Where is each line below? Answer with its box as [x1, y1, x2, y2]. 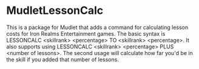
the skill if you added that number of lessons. [6, 56, 120, 63]
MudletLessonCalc [6, 4, 104, 18]
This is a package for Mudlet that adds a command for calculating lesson [6, 24, 189, 31]
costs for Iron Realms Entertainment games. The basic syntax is [6, 30, 166, 37]
